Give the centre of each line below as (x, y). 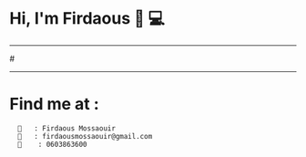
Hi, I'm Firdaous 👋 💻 (87, 19)
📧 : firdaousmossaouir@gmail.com (85, 136)
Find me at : (55, 105)
